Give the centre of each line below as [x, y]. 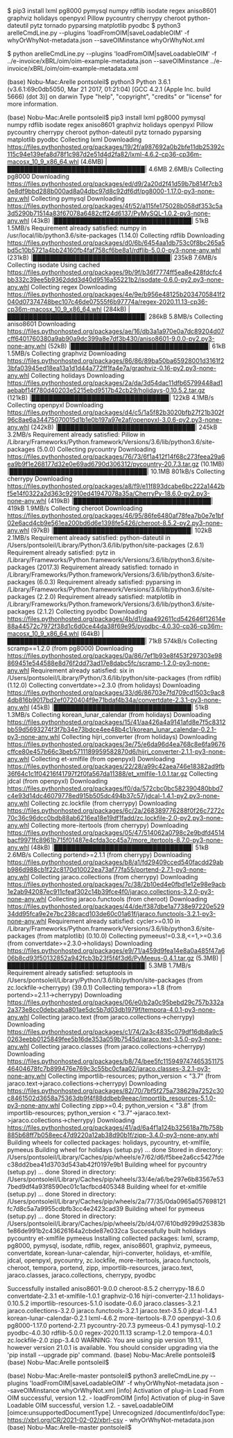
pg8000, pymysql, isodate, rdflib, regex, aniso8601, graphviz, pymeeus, [110, 1245]
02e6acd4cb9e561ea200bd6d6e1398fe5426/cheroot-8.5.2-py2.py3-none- [115, 523]
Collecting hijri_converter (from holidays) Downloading [139, 737]
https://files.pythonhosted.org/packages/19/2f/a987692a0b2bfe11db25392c [116, 147]
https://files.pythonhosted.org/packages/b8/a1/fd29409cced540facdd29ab [115, 862]
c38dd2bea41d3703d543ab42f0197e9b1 [65, 1165]
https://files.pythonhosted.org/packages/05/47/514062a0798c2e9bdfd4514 [116, 832]
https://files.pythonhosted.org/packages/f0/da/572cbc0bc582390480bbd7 [115, 788]
